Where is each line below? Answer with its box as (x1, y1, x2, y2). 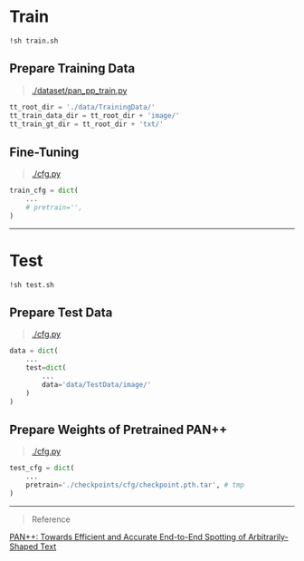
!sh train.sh (9, 36, 59, 45)
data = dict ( (9, 346, 59, 355)
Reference (31, 514, 71, 525)
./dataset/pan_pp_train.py (31, 84, 128, 96)
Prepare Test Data (9, 305, 113, 321)
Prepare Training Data (9, 61, 136, 76)
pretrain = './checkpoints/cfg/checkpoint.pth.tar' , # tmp (25, 480, 245, 490)
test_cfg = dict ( (9, 464, 75, 473)
